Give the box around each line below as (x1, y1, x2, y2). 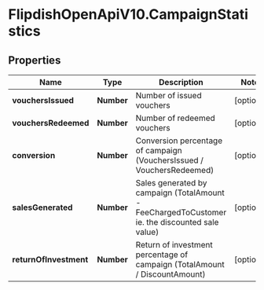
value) (135, 226, 159, 237)
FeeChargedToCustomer (135, 207, 227, 218)
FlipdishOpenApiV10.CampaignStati (8, 6, 249, 24)
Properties (8, 53, 61, 67)
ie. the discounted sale (135, 217, 219, 227)
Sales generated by (135, 178, 207, 188)
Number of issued (135, 90, 202, 101)
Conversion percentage (135, 135, 222, 146)
